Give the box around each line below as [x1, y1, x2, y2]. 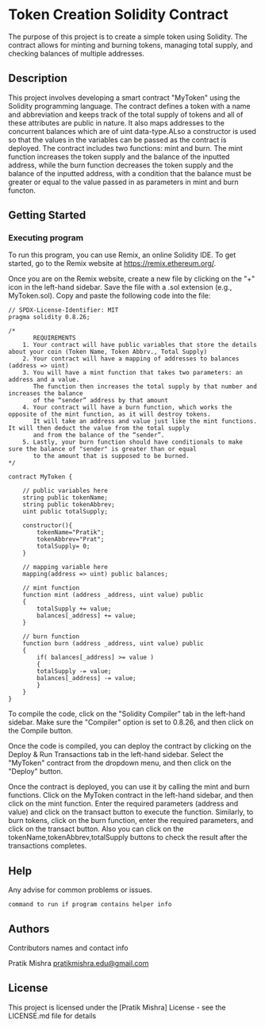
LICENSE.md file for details [8, 1010, 97, 1021]
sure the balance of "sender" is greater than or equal [8, 445, 197, 453]
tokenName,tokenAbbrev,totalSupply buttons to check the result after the [8, 833, 248, 842]
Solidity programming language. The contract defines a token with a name [8, 101, 251, 110]
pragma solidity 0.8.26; [8, 313, 90, 321]
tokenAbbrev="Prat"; [36, 536, 105, 544]
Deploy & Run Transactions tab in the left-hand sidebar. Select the [8, 750, 224, 760]
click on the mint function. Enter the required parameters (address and [8, 799, 239, 809]
